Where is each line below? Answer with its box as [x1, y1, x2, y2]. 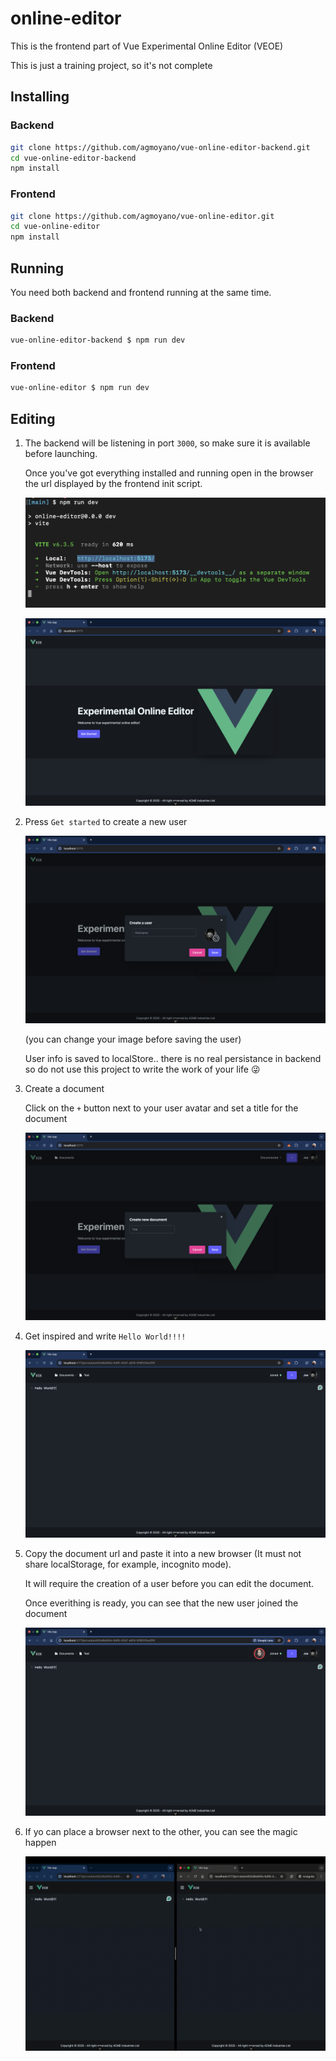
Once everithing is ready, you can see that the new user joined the [24, 1597, 299, 1609]
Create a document [24, 1083, 105, 1095]
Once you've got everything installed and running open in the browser [24, 467, 314, 479]
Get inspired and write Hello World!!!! [24, 1330, 187, 1342]
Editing [10, 410, 56, 427]
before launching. [24, 448, 98, 460]
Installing [10, 88, 70, 106]
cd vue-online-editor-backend [10, 153, 137, 163]
